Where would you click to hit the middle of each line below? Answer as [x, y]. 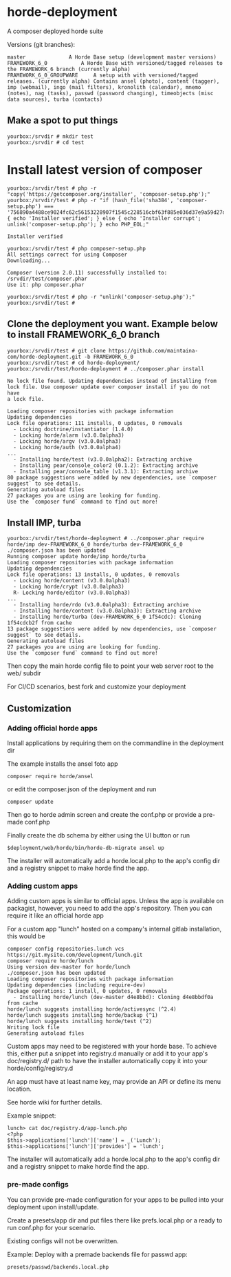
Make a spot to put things [63, 120]
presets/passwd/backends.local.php [58, 1267]
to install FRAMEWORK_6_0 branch [84, 335]
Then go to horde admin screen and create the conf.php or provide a [104, 814]
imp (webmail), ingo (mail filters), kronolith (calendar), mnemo [104, 87]
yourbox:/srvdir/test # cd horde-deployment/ [73, 363]
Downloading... [29, 260]
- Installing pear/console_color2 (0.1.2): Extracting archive [106, 465]
